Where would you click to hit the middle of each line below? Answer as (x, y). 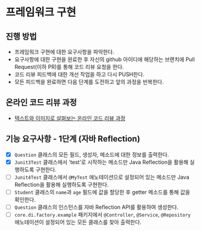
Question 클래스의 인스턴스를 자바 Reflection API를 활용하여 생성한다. (96, 207)
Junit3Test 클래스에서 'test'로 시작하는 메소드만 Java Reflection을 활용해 (101, 162)
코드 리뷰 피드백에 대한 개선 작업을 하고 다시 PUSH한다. (79, 74)
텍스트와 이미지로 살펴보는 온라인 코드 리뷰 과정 (70, 118)
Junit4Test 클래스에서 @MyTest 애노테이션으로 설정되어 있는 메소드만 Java (102, 177)
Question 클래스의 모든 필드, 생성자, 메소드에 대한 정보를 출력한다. (91, 154)
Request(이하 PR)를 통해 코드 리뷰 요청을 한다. (69, 67)
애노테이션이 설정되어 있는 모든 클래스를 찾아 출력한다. (78, 222)
